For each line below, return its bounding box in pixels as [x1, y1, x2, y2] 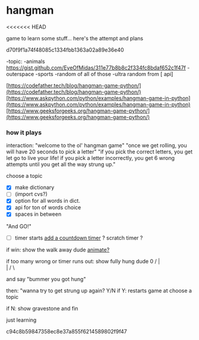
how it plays [6, 128, 42, 137]
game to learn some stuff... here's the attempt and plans [6, 34, 144, 42]
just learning [6, 316, 37, 323]
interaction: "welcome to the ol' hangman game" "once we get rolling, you [6, 142, 187, 149]
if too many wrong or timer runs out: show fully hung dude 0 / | [6, 257, 160, 265]
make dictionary [14, 184, 55, 191]
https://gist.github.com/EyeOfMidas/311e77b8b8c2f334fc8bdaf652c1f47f [6, 64, 186, 71]
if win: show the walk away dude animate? [6, 246, 110, 253]
